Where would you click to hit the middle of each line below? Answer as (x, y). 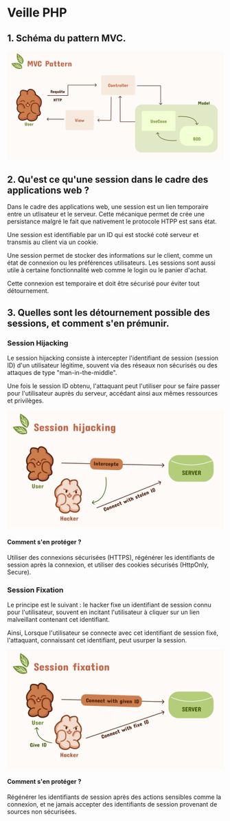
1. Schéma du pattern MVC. (67, 38)
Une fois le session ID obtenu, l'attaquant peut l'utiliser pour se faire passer (114, 386)
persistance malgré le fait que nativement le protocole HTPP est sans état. (112, 221)
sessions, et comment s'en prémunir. (88, 323)
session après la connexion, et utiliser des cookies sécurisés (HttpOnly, (108, 565)
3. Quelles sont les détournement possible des (109, 313)
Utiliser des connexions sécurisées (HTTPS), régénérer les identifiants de (111, 557)
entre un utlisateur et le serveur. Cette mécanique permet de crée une (106, 214)
